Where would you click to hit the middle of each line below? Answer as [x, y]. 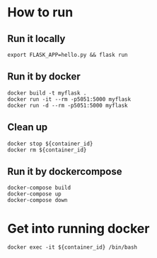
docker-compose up [34, 194]
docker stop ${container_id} [50, 144]
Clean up [28, 128]
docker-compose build [39, 188]
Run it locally [36, 39]
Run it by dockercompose [65, 172]
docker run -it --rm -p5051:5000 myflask [69, 99]
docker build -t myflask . [47, 93]
